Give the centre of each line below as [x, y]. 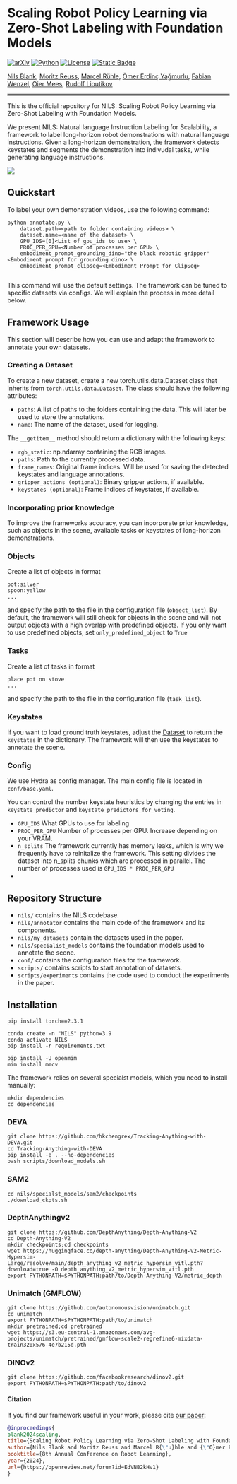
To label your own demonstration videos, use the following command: [109, 209]
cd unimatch [25, 1314]
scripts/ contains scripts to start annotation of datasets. [100, 968]
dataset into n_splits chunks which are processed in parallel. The [111, 861]
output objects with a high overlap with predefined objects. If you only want [117, 625]
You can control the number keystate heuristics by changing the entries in [115, 802]
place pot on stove [36, 679]
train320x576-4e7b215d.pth [47, 1345]
